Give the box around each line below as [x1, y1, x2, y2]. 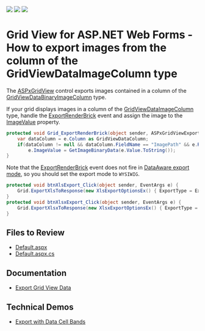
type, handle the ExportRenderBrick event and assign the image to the [6, 112, 183, 119]
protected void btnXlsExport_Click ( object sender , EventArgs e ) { [6, 182, 179, 189]
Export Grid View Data [15, 284, 71, 291]
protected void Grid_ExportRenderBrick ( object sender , [6, 130, 149, 136]
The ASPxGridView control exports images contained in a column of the [6, 87, 187, 94]
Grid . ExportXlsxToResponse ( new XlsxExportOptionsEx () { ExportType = [17, 205, 198, 211]
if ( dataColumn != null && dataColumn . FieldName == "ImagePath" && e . [17, 141, 198, 148]
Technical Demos [6, 302, 74, 312]
